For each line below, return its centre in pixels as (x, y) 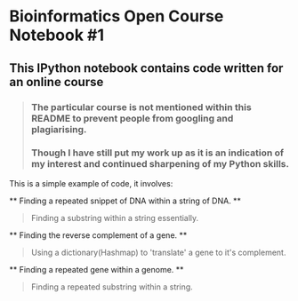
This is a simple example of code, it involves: (91, 183)
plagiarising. (59, 129)
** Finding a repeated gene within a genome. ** (97, 269)
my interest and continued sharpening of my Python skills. (160, 164)
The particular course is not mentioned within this (141, 107)
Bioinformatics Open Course (117, 16)
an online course (56, 82)
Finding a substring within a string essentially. (115, 218)
